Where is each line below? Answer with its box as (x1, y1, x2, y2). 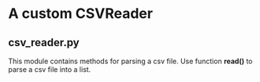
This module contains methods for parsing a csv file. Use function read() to (8, 56, 253, 66)
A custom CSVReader (8, 5, 154, 23)
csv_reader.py (8, 36, 80, 49)
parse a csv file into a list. (8, 65, 91, 74)
